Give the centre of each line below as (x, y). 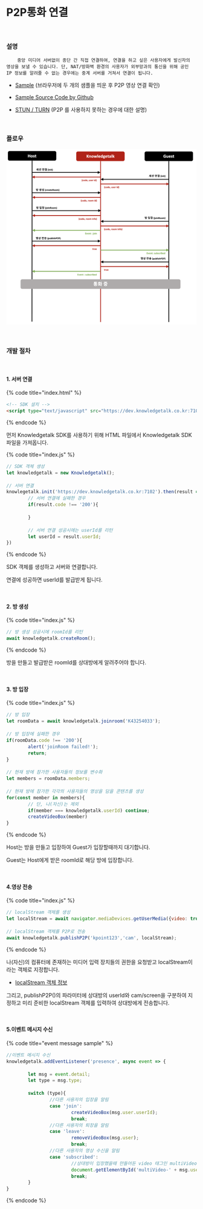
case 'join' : (66, 1106)
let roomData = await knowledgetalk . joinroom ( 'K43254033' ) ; (84, 721)
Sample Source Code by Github (54, 97)
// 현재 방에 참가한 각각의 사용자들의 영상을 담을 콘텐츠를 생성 (75, 791)
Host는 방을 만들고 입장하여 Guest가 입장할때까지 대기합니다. (78, 848)
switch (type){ (47, 1094)
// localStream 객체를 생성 (38, 912)
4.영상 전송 (19, 887)
